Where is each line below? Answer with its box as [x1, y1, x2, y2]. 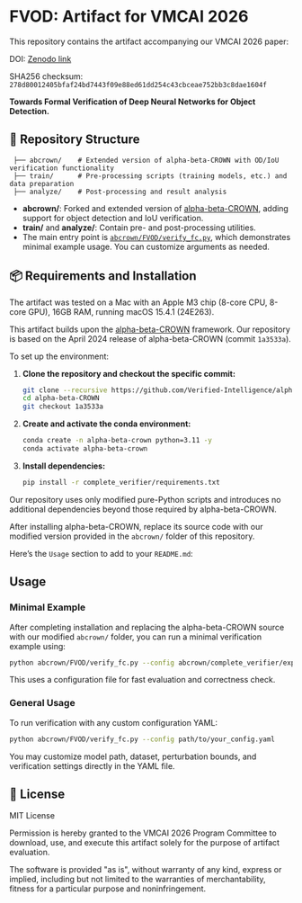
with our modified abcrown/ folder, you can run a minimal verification [9, 631, 262, 642]
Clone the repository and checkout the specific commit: [22, 368, 236, 379]
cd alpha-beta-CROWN [22, 394, 100, 403]
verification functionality [9, 164, 115, 173]
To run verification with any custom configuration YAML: [9, 717, 218, 728]
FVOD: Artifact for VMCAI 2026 [9, 6, 249, 27]
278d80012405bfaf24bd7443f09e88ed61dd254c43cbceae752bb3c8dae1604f [9, 80, 268, 89]
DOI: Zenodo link [9, 53, 72, 64]
